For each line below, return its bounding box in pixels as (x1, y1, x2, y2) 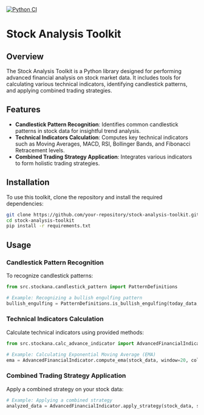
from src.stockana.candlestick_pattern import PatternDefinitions (6, 283, 178, 289)
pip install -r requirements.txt (6, 223, 91, 229)
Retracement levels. (15, 146, 65, 154)
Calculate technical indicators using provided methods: (6, 328, 144, 336)
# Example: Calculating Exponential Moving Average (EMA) (6, 351, 156, 358)
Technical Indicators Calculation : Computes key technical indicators (15, 133, 188, 141)
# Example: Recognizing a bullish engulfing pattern (6, 294, 143, 301)
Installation (6, 177, 50, 188)
